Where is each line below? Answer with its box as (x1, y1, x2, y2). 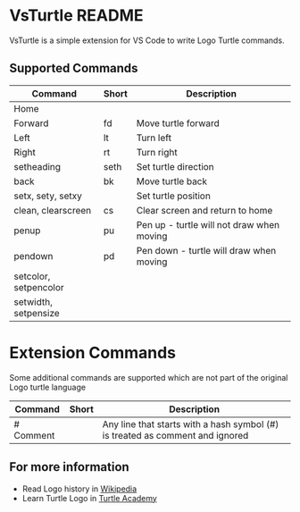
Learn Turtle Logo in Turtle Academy (21, 492, 158, 503)
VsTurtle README (9, 5, 145, 26)
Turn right (136, 146, 178, 158)
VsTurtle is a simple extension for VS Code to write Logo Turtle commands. (9, 35, 285, 46)
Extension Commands (9, 342, 177, 363)
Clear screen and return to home (136, 204, 273, 216)
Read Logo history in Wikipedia (21, 483, 137, 494)
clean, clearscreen (13, 204, 92, 216)
